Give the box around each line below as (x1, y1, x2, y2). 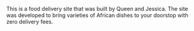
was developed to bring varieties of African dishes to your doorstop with (6, 12, 189, 19)
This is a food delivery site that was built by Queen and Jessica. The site (6, 5, 189, 12)
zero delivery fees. (6, 18, 54, 25)
